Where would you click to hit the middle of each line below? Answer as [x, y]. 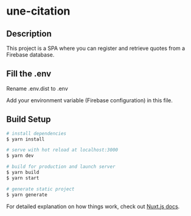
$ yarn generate [27, 195]
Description [29, 34]
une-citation [38, 11]
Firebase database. [30, 55]
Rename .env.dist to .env [37, 88]
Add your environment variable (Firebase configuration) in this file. [90, 100]
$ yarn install [26, 139]
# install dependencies [36, 133]
